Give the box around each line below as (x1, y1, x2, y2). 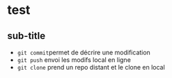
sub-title (7, 30, 46, 42)
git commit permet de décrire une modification (17, 48, 151, 56)
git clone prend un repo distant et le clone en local (17, 63, 165, 71)
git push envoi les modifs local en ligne (17, 56, 131, 64)
